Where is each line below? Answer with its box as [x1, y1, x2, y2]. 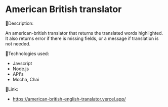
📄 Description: [5, 20, 34, 26]
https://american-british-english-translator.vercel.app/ [12, 96, 126, 102]
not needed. [5, 40, 31, 46]
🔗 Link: [5, 86, 19, 92]
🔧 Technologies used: [5, 50, 49, 57]
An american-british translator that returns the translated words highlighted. [5, 30, 163, 36]
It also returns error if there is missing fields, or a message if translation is [5, 35, 159, 41]
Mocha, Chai [12, 76, 39, 82]
